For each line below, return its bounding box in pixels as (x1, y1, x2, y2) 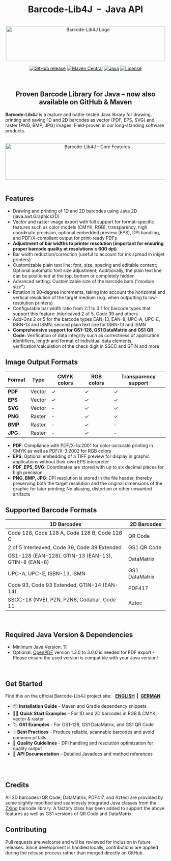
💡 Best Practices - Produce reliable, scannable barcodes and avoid (12, 729, 154, 735)
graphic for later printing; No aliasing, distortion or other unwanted (12, 485, 152, 492)
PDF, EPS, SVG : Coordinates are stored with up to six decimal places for (12, 464, 164, 470)
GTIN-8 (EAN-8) (8, 559, 49, 566)
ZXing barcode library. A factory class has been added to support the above (5, 805, 165, 811)
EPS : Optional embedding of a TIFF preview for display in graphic (12, 453, 150, 459)
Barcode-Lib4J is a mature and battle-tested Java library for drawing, (5, 111, 152, 118)
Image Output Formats (5, 358, 78, 367)
